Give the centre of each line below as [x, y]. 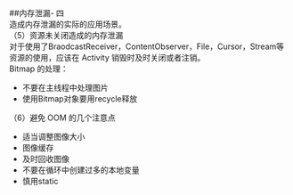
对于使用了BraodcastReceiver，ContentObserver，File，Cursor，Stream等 [147, 46]
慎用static [40, 181]
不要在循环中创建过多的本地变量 [81, 170]
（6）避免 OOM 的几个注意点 [62, 118]
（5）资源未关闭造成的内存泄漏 [66, 35]
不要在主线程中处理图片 [65, 88]
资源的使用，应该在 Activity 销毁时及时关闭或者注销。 [107, 57]
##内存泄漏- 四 [37, 13]
